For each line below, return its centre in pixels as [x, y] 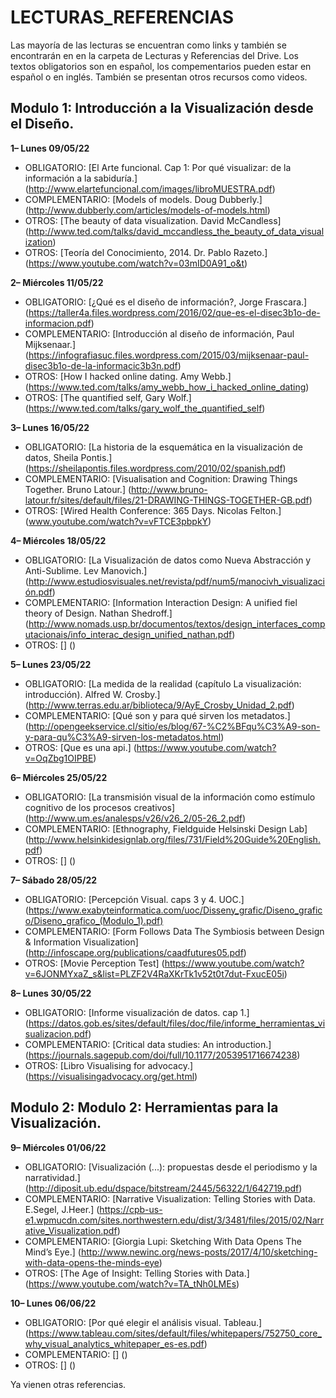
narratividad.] [52, 1177]
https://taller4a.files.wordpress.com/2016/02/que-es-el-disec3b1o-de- [174, 312]
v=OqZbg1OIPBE [59, 758]
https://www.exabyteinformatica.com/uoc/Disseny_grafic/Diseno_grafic [175, 910]
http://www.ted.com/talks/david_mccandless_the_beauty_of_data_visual [176, 231]
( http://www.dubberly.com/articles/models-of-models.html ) [147, 210]
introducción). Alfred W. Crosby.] [92, 694]
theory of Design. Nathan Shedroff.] [98, 613]
